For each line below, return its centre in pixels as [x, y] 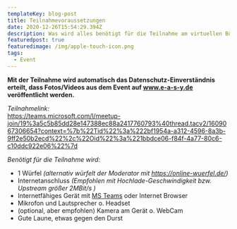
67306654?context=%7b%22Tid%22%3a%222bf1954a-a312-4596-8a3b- [117, 130]
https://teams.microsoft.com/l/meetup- [64, 116]
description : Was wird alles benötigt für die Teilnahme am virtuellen [115, 33]
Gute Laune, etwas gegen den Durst [70, 218]
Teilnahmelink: [29, 108]
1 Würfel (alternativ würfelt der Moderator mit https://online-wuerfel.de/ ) [123, 173]
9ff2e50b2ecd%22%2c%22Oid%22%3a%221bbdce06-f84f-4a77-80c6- [115, 138]
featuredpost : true [36, 40]
